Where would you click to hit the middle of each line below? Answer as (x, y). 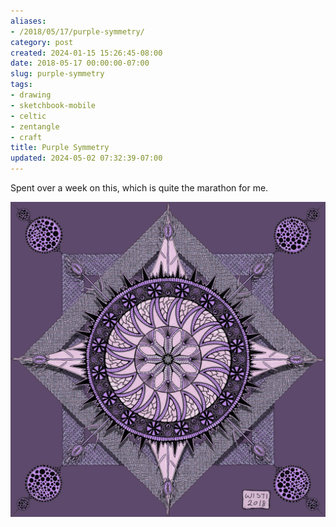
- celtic (28, 116)
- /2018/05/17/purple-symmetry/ (77, 31)
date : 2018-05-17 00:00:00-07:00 (80, 63)
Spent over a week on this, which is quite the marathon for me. (139, 188)
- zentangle (35, 126)
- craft (26, 137)
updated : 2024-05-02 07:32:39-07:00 (86, 158)
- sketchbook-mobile (53, 105)
